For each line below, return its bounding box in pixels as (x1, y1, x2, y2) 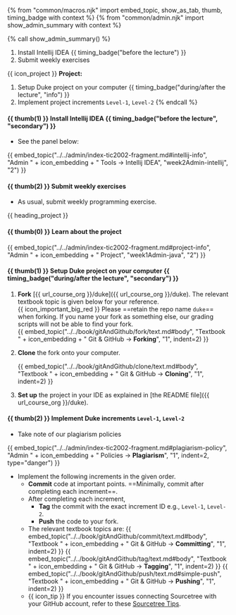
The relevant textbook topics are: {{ (27, 525, 132, 533)
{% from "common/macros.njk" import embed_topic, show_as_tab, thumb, (7, 6, 223, 14)
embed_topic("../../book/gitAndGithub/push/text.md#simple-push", (27, 570, 222, 578)
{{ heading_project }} (7, 211, 68, 220)
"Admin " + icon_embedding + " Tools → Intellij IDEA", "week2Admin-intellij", (7, 159, 228, 167)
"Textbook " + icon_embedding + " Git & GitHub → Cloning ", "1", (17, 369, 204, 378)
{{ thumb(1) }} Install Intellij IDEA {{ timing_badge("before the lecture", (7, 114, 218, 123)
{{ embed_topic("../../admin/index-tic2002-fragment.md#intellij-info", (7, 151, 208, 159)
